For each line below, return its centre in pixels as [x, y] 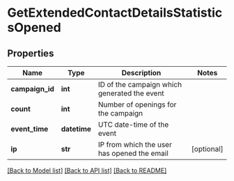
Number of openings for [137, 104]
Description [141, 73]
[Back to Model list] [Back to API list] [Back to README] [87, 171]
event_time [30, 129]
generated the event [131, 93]
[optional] [207, 149]
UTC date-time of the [133, 125]
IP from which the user [135, 144]
